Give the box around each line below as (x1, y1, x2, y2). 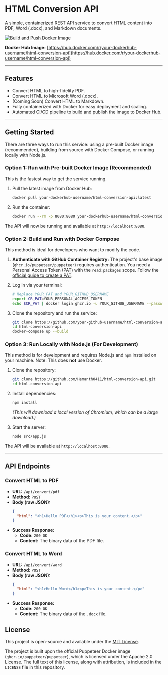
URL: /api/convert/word (12, 561, 62, 568)
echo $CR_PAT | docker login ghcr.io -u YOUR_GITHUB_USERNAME (12, 301, 145, 306)
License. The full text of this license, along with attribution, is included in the (5, 659, 162, 665)
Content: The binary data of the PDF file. (19, 538, 104, 544)
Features (5, 74, 33, 83)
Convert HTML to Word (5, 550, 62, 557)
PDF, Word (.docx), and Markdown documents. (5, 25, 102, 31)
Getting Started (5, 128, 54, 137)
